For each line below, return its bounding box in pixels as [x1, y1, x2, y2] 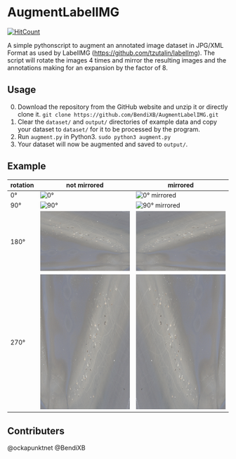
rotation [10, 181, 34, 190]
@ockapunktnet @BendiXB [7, 444, 86, 452]
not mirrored [66, 181, 104, 190]
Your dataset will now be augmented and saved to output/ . [17, 140, 188, 148]
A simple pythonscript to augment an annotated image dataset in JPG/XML [7, 41, 224, 49]
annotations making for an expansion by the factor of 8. [7, 63, 169, 72]
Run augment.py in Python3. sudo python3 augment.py [17, 132, 171, 141]
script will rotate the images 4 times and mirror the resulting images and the [7, 56, 227, 64]
